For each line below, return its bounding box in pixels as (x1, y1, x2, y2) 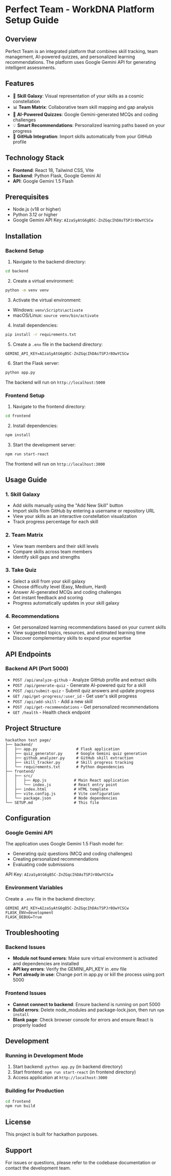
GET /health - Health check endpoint (12, 709, 91, 715)
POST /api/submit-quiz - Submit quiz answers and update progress (12, 687, 155, 693)
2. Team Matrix (5, 532, 43, 539)
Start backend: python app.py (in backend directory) (12, 1064, 123, 1070)
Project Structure (5, 724, 61, 733)
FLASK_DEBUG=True (5, 914, 42, 919)
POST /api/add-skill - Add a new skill (12, 698, 93, 705)
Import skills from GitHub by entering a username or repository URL (12, 508, 155, 514)
